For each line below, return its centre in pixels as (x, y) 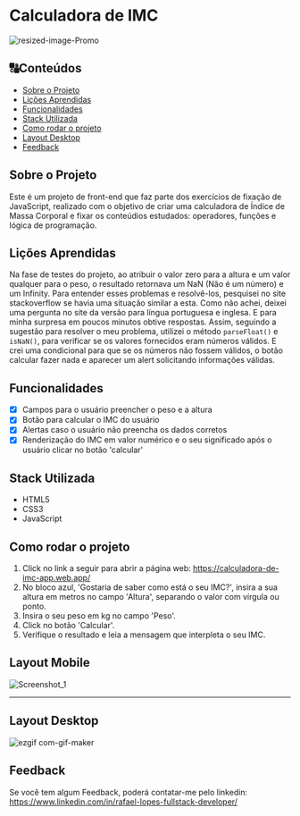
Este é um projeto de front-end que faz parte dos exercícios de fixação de (146, 197)
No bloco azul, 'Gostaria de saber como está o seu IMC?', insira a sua (150, 587)
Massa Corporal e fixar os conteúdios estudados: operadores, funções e (143, 215)
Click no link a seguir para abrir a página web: (106, 568)
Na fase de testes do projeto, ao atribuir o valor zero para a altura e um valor (150, 274)
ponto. (34, 606)
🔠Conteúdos (46, 68)
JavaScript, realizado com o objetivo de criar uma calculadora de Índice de (147, 206)
